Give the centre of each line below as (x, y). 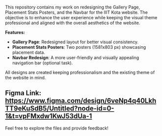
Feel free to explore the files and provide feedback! (57, 128)
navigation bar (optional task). (42, 63)
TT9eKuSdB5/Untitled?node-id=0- (60, 109)
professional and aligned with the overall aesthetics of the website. (73, 23)
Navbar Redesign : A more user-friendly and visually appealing (76, 58)
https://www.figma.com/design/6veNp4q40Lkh (81, 101)
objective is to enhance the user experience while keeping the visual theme (81, 17)
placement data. (28, 52)
